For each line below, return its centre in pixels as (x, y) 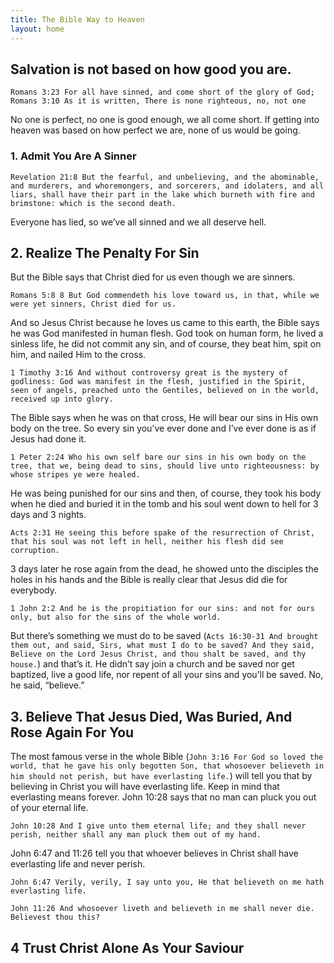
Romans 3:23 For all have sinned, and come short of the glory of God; (162, 92)
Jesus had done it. (48, 439)
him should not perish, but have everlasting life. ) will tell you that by (161, 776)
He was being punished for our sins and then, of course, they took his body (166, 493)
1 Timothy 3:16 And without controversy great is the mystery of (149, 373)
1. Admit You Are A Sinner (73, 156)
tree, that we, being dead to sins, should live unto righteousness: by (165, 466)
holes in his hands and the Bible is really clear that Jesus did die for (149, 580)
